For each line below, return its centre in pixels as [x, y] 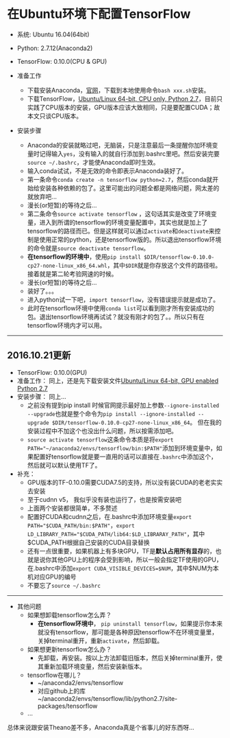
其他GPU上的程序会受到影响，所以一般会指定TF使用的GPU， [137, 560]
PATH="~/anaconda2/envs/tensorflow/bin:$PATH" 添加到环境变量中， [122, 448]
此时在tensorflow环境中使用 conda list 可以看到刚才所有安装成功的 [120, 308]
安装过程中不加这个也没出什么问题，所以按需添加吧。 [102, 430]
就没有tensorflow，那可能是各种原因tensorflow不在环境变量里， [128, 632]
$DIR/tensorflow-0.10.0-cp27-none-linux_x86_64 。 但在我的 [137, 422]
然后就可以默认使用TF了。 [64, 465]
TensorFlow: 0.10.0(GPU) [52, 372]
